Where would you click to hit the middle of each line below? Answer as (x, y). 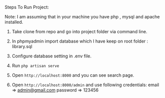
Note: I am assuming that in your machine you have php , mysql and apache (82, 17)
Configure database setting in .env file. (51, 56)
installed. (14, 22)
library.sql (22, 46)
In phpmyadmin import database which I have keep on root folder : (80, 41)
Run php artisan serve (35, 66)
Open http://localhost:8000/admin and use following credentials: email (85, 85)
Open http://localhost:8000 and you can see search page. (73, 75)
